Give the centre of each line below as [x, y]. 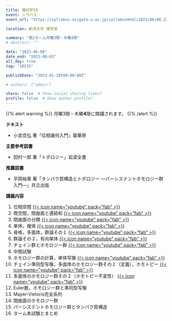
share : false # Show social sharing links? [54, 94]
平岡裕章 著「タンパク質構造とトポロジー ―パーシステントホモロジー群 [88, 179]
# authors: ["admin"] [29, 85]
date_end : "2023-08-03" [31, 57]
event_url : [17, 19]
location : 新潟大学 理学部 [32, 29]
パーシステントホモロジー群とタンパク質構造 [60, 307]
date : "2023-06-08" [27, 52]
